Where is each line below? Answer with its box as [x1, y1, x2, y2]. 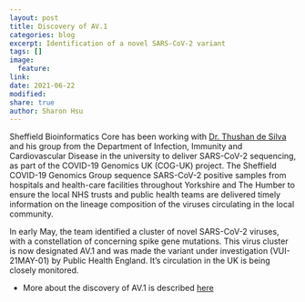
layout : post [9, 13, 59, 23]
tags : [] [9, 47, 43, 56]
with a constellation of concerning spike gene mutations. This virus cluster [9, 236, 289, 247]
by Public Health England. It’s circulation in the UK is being [51, 256, 270, 267]
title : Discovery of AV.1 [9, 22, 107, 31]
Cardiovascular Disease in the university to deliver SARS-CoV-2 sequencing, [9, 151, 297, 162]
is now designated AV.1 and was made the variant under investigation [9, 246, 269, 257]
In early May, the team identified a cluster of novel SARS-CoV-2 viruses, [9, 226, 280, 237]
